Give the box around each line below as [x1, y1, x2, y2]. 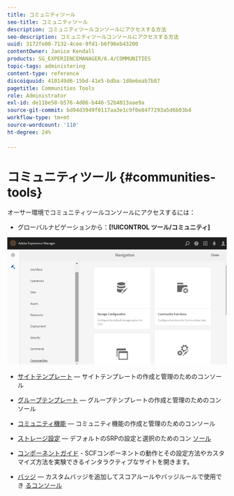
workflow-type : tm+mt [7, 114, 70, 121]
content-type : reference [7, 70, 79, 77]
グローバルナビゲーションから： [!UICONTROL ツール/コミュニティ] [17, 223, 210, 231]
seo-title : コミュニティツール [7, 18, 88, 26]
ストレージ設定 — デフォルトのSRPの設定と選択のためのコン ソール [17, 434, 212, 442]
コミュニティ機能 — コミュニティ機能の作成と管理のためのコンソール [17, 419, 216, 428]
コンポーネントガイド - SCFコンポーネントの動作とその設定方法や [17, 449, 207, 457]
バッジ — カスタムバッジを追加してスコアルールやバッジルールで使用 [17, 472, 217, 481]
